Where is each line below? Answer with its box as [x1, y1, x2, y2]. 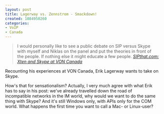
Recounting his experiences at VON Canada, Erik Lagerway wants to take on [5, 68, 159, 74]
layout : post [5, 7, 32, 12]
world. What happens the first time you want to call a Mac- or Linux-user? [5, 103, 154, 109]
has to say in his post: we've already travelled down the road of [5, 88, 133, 94]
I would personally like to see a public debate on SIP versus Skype [17, 43, 150, 49]
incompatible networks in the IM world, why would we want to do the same [5, 93, 156, 99]
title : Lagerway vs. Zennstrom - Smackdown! [5, 12, 97, 17]
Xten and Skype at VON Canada [17, 59, 82, 64]
